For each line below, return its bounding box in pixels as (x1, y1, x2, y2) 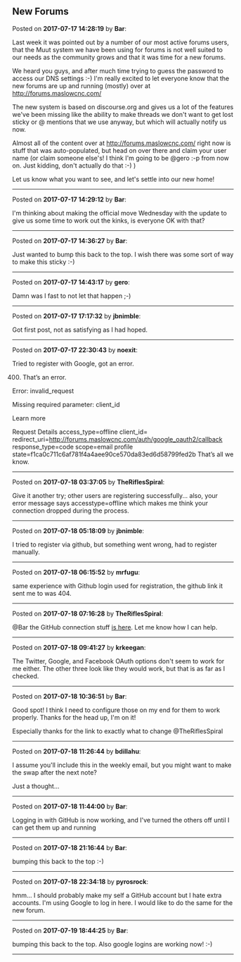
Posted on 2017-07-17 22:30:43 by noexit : (12, 345, 138, 354)
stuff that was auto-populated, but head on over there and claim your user (12, 146, 227, 154)
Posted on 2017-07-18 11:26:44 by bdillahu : (12, 747, 141, 756)
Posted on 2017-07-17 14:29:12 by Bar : (12, 195, 126, 204)
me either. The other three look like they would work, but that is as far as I (12, 664, 226, 673)
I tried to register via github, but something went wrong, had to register (12, 540, 217, 549)
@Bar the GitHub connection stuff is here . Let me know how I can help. (12, 623, 218, 631)
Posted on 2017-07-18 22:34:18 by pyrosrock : (12, 877, 149, 886)
